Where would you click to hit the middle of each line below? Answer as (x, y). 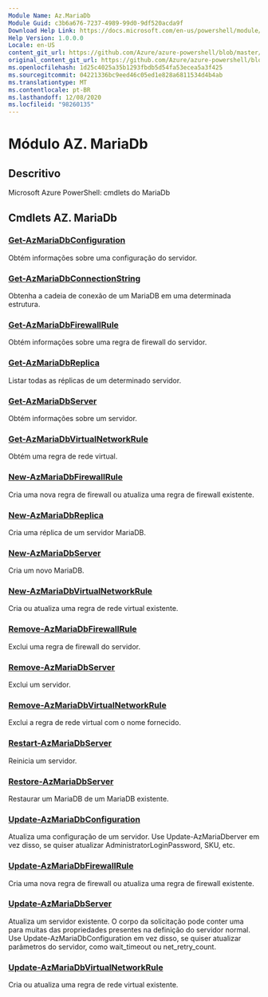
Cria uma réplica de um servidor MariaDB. (77, 532)
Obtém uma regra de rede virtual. (63, 456)
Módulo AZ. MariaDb (78, 144)
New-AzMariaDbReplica (56, 515)
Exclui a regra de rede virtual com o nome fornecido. (95, 723)
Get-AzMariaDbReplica (54, 363)
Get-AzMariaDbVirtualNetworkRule (79, 439)
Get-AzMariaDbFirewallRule (64, 325)
